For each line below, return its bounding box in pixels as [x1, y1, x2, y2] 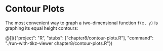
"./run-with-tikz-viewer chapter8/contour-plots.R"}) [5, 40, 113, 46]
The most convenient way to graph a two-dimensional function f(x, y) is [5, 20, 158, 26]
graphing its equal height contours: [5, 25, 78, 31]
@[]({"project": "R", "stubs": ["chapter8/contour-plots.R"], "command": [5, 35, 154, 41]
